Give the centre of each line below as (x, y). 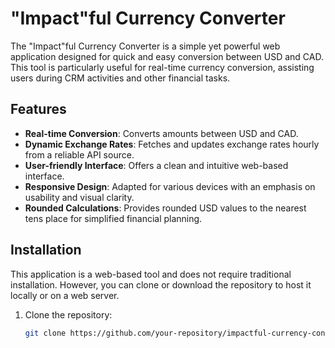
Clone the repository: (68, 314)
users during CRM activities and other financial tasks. (120, 78)
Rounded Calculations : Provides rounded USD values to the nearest (165, 208)
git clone (45, 333)
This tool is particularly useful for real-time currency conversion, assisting (162, 67)
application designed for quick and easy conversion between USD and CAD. (167, 56)
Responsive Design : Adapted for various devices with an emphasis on (170, 186)
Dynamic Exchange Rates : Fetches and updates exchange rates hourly (172, 144)
